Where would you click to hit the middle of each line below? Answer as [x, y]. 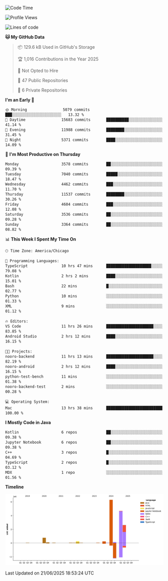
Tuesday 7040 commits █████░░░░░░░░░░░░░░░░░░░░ [84, 174]
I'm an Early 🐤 [20, 100]
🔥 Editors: [17, 321]
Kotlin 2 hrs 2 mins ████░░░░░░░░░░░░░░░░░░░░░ [84, 276]
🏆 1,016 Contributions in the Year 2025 [58, 59]
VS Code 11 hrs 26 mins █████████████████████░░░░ [84, 326]
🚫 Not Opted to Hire [38, 71]
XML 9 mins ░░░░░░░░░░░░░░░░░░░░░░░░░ [84, 306]
